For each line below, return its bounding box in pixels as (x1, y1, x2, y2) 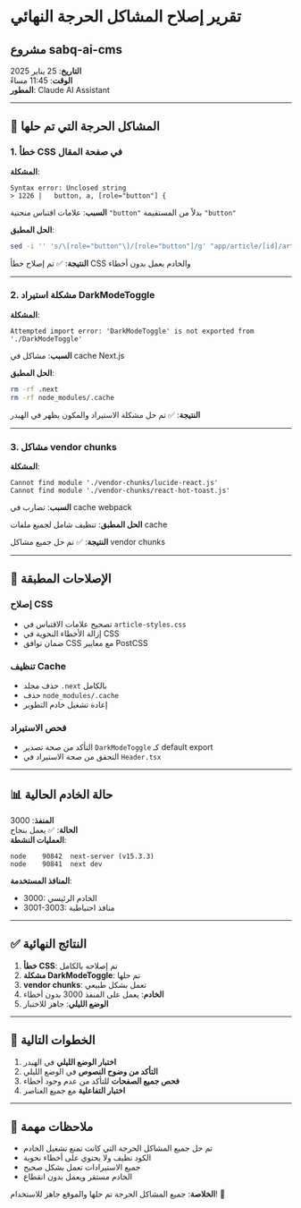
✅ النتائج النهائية (10, 937, 88, 952)
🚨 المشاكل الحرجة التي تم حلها (10, 119, 160, 134)
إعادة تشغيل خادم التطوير (22, 699, 108, 710)
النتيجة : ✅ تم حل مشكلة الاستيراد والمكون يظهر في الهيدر (10, 409, 201, 420)
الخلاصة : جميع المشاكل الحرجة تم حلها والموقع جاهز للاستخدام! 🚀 (10, 1188, 226, 1200)
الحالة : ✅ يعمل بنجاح (10, 825, 79, 835)
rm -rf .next (10, 385, 59, 394)
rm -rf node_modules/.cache (10, 393, 115, 402)
